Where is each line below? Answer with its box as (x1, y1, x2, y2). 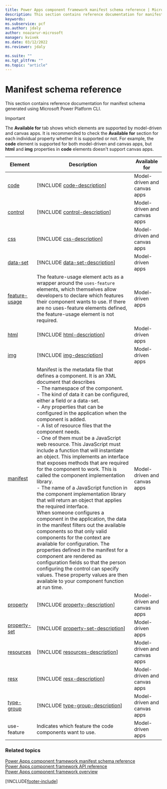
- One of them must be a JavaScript (36, 435, 121, 442)
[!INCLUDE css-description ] (36, 235, 103, 242)
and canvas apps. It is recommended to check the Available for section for (5, 130, 159, 136)
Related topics (5, 747, 41, 754)
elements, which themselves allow (36, 286, 117, 293)
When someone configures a (36, 509, 104, 516)
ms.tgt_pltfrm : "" (5, 58, 43, 63)
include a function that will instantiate (36, 447, 124, 454)
